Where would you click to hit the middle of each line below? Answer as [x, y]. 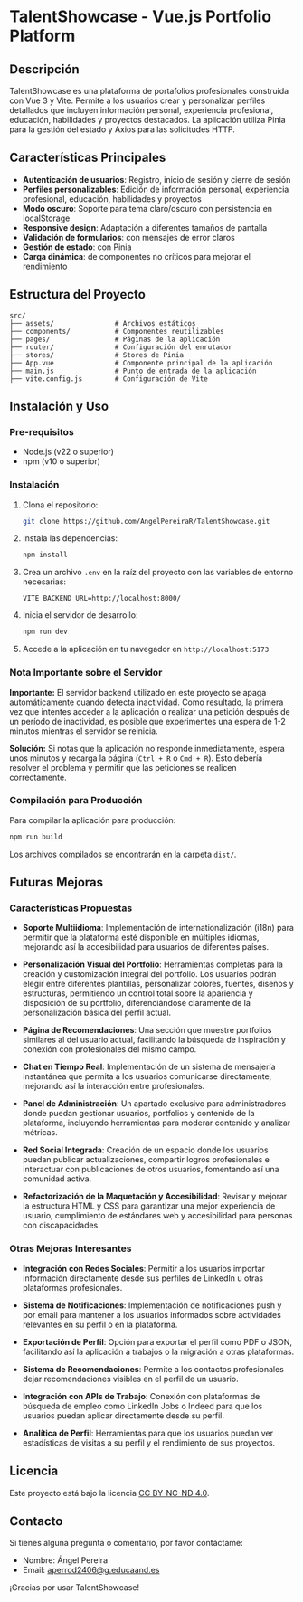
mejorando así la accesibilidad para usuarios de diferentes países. [146, 947]
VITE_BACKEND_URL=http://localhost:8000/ [101, 599]
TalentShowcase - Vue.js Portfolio [141, 17]
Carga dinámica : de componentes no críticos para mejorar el [137, 256]
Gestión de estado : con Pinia [77, 247]
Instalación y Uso [59, 407]
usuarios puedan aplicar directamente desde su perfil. [123, 1415]
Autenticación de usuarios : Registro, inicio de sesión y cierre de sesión [156, 179]
